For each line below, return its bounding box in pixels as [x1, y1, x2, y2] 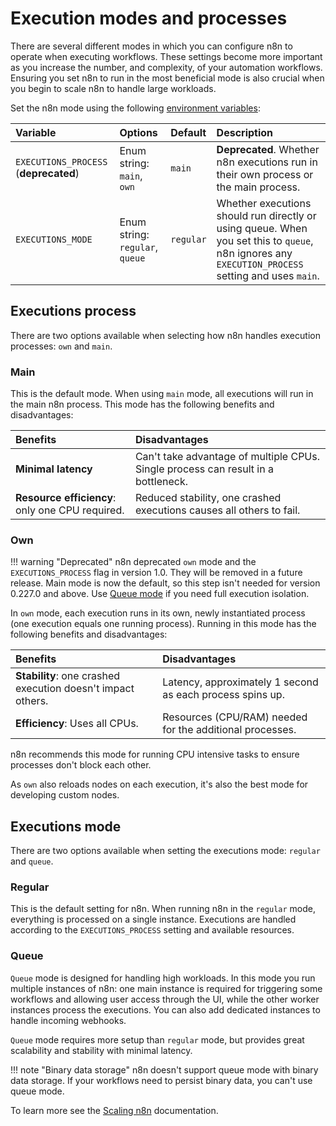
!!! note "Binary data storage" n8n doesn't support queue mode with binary [10, 1063, 319, 1076]
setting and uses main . [216, 268, 320, 282]
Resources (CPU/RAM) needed [162, 710, 308, 724]
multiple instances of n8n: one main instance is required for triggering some [10, 982, 323, 994]
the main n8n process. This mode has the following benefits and [10, 398, 275, 411]
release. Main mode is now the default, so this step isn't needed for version [10, 577, 321, 589]
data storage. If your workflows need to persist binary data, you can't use [10, 1074, 313, 1086]
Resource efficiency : [15, 491, 117, 505]
